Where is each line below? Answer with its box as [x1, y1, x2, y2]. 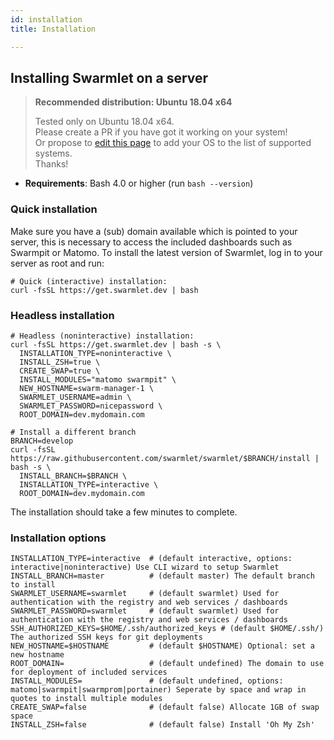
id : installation [10, 14, 83, 25]
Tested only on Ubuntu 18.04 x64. [34, 116, 175, 128]
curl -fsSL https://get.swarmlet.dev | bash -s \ [10, 339, 222, 350]
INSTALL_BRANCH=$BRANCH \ [19, 471, 128, 481]
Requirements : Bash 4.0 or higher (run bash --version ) [24, 177, 254, 190]
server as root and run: [10, 257, 105, 269]
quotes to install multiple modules [10, 694, 163, 704]
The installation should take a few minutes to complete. [10, 506, 238, 518]
